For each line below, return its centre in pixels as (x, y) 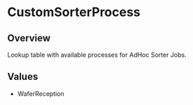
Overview (29, 38)
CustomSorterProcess (74, 12)
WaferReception (41, 93)
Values (23, 77)
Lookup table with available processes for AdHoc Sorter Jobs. (97, 55)
